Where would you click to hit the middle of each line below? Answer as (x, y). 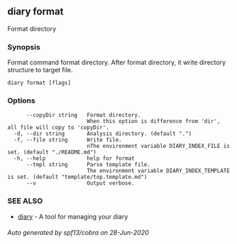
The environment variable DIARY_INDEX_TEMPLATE (158, 171)
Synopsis (24, 47)
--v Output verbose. (80, 183)
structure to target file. (40, 70)
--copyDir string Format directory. (83, 115)
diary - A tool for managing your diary (73, 216)
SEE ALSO (25, 201)
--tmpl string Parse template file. (88, 165)
